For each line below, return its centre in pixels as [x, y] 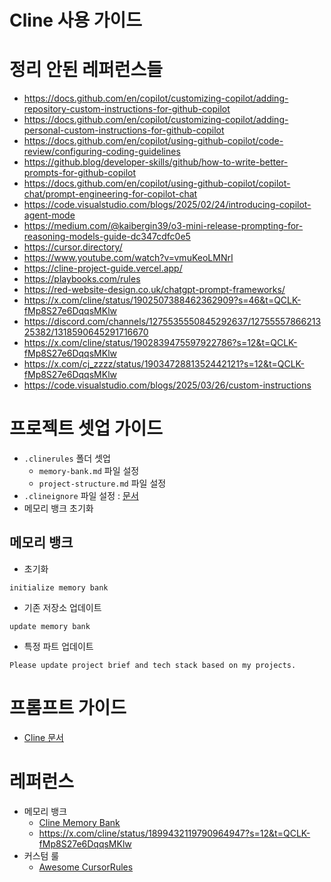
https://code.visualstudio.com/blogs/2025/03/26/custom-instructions [167, 385]
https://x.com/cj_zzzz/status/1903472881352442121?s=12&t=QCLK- [164, 364]
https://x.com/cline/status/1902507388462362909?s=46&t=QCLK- [162, 300]
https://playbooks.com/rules [82, 279]
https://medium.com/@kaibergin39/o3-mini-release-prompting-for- [163, 226]
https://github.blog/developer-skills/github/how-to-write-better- [156, 162]
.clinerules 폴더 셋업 [67, 458]
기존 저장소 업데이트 [62, 607]
